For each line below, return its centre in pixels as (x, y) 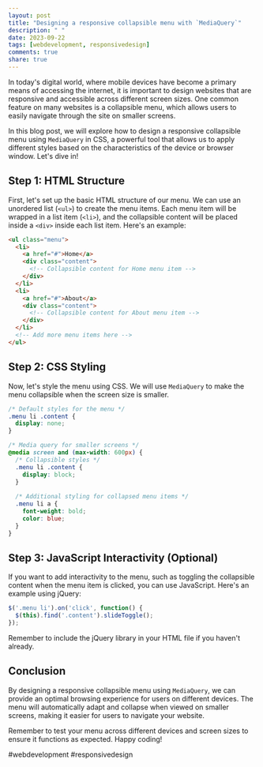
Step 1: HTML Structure (66, 181)
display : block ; (49, 475)
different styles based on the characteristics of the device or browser (121, 148)
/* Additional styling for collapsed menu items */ (102, 497)
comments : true (33, 52)
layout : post (30, 15)
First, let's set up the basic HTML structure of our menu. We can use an (124, 200)
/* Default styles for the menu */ (67, 409)
